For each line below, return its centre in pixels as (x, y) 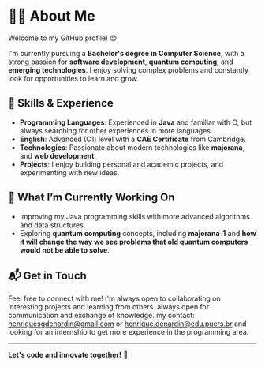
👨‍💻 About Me (52, 16)
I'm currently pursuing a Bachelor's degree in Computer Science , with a (126, 53)
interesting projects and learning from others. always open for (109, 307)
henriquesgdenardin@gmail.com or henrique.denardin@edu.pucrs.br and (127, 324)
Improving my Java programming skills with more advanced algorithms (134, 216)
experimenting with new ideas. (69, 172)
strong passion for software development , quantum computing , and (121, 62)
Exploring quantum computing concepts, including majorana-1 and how (138, 233)
